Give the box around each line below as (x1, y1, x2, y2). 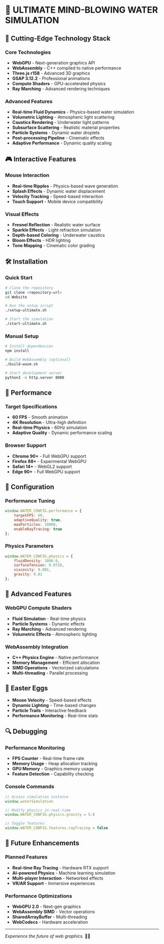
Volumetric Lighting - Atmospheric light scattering (12, 114, 115, 120)
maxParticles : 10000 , (14, 522, 58, 527)
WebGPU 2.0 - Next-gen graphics (12, 904, 82, 909)
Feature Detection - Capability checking (12, 771, 94, 777)
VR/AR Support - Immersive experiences (12, 880, 95, 886)
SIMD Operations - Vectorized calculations (12, 664, 99, 670)
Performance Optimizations (5, 892, 72, 899)
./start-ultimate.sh (5, 321, 47, 326)
